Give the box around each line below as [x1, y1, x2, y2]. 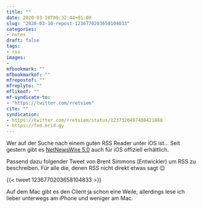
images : [6, 54, 26, 61]
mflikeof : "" [6, 89, 40, 95]
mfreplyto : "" [6, 83, 43, 89]
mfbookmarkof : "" [6, 72, 51, 78]
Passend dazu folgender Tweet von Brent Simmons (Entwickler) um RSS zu [6, 158, 196, 165]
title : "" [6, 9, 32, 15]
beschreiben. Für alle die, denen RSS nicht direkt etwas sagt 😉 [6, 165, 165, 172]
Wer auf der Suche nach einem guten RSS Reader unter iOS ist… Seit [6, 139, 181, 147]
